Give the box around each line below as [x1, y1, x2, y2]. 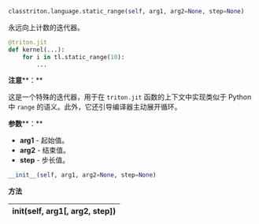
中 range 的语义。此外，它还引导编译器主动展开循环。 [8, 103, 182, 112]
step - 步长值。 [19, 155, 70, 165]
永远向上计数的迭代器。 [8, 22, 84, 32]
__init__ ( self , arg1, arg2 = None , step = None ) [8, 171, 157, 179]
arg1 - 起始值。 [19, 136, 69, 145]
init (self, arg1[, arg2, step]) [12, 206, 117, 217]
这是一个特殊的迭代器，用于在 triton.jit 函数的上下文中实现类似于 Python [8, 92, 252, 102]
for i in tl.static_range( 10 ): [22, 53, 125, 61]
